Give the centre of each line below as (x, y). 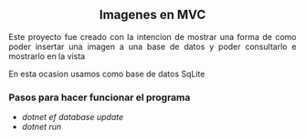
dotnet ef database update (73, 117)
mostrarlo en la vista (47, 56)
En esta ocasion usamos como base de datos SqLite (107, 74)
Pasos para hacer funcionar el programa (100, 97)
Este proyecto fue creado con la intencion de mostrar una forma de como (153, 36)
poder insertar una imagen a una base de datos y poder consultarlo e (153, 46)
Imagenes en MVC (153, 15)
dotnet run (42, 127)
